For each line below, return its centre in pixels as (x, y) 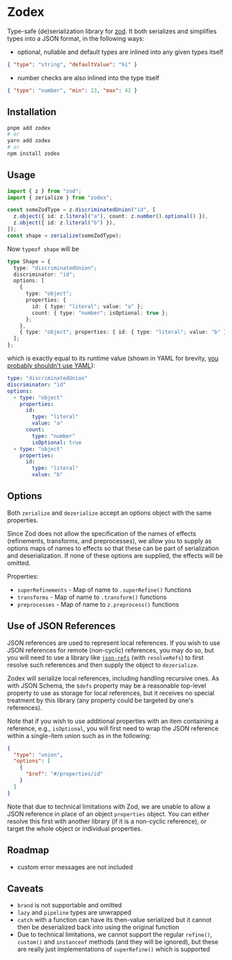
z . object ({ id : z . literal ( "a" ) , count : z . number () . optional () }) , (111, 216)
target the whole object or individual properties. (75, 828)
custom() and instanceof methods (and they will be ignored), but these (118, 942)
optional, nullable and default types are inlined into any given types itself (120, 52)
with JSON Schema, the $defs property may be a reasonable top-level (107, 686)
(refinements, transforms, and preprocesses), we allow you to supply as (109, 540)
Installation (32, 112)
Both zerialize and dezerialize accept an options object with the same (109, 513)
